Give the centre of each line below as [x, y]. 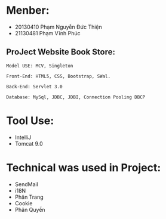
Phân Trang [29, 197]
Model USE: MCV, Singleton [40, 66]
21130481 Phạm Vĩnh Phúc [47, 33]
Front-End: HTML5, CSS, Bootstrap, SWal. [59, 76]
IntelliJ [23, 137]
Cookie [24, 203]
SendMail [27, 184]
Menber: [28, 10]
